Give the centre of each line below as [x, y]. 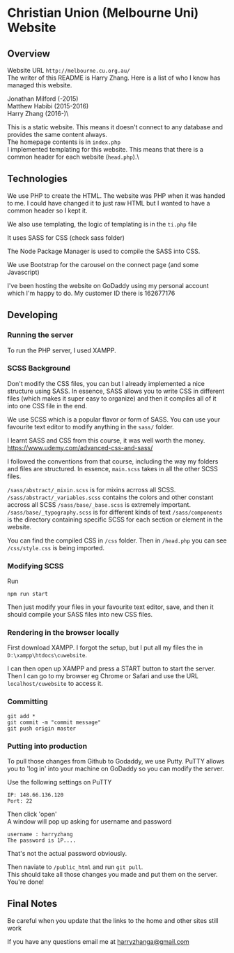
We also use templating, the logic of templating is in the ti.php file [102, 224]
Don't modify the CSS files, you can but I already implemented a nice [106, 383]
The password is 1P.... [42, 840]
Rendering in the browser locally [63, 633]
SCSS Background [39, 368]
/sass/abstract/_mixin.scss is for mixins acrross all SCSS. [92, 489]
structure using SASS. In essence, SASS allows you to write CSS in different [116, 391]
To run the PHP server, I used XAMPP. [62, 350]
